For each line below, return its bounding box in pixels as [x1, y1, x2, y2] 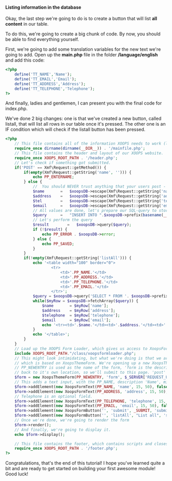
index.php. [5, 106, 28, 112]
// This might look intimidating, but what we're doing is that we [14, 355, 161, 361]
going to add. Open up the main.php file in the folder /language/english [5, 52, 158, 58]
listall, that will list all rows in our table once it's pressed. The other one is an [5, 121, 166, 127]
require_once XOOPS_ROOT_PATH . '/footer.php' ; [14, 446, 118, 451]
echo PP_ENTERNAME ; [32, 174, 74, 179]
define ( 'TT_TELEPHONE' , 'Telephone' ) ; [14, 86, 95, 91]
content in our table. [5, 21, 49, 27]
